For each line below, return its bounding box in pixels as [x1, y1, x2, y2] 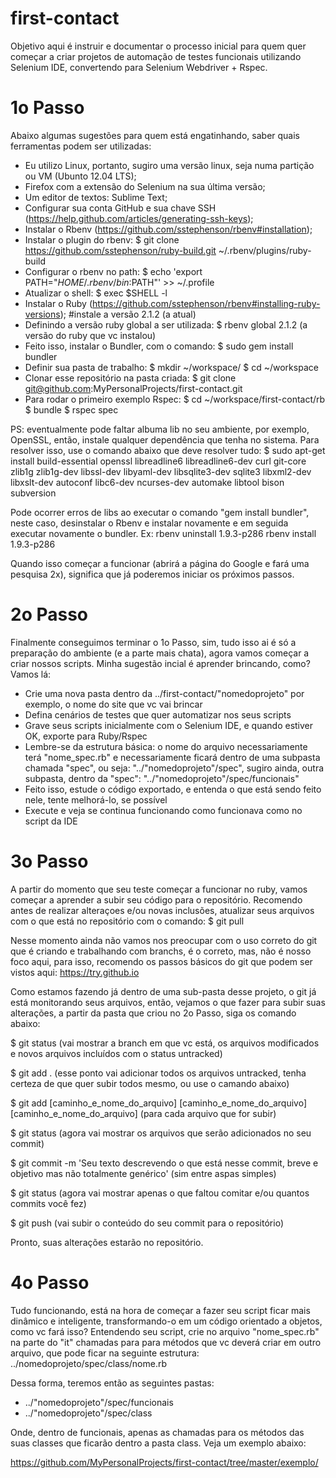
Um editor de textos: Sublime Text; [24, 191, 168, 203]
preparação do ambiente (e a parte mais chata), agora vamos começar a [10, 647, 310, 659]
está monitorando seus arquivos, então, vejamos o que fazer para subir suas [10, 996, 326, 1008]
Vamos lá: [10, 668, 52, 680]
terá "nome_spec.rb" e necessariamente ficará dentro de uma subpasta [24, 751, 321, 763]
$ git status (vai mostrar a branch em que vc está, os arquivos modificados [10, 1037, 320, 1049]
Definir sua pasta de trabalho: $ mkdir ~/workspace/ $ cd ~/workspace [24, 361, 319, 373]
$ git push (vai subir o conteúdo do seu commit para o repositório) [10, 1217, 284, 1229]
